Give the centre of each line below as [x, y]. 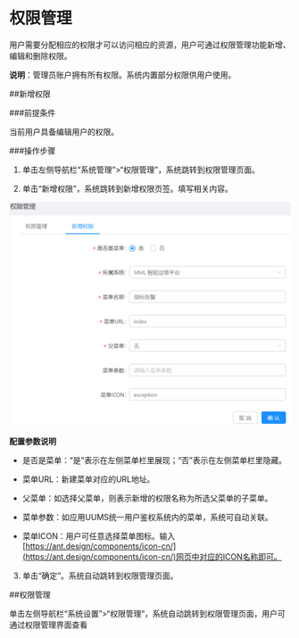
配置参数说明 [33, 441]
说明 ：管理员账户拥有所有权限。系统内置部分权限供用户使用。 [123, 75]
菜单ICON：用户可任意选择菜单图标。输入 [99, 535]
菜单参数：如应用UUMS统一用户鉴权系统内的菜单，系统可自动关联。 [148, 517]
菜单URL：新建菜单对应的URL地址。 [88, 479]
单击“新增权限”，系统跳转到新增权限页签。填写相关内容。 [128, 188]
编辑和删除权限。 [41, 55]
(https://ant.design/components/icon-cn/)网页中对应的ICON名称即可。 [152, 556]
